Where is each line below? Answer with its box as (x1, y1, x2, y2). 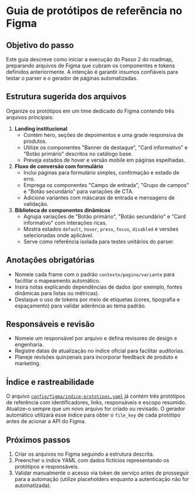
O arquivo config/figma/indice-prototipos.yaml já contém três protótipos (6, 392, 186, 400)
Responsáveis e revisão (6, 319, 95, 329)
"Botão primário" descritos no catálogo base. (23, 150, 133, 157)
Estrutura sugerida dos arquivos (6, 91, 127, 102)
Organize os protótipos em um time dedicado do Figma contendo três (6, 107, 174, 114)
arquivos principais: (6, 113, 54, 120)
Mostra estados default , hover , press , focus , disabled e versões (23, 225, 179, 233)
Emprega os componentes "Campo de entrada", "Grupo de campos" (23, 181, 190, 188)
